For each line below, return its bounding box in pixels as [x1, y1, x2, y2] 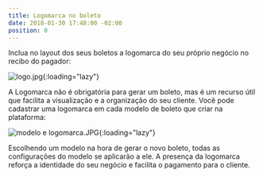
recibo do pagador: [8, 56, 72, 66]
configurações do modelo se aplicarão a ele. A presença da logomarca [8, 152, 241, 161]
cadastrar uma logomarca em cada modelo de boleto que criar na [8, 104, 223, 114]
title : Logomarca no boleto [8, 11, 102, 20]
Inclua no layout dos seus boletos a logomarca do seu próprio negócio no [8, 48, 249, 58]
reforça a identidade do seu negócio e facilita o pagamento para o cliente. [8, 160, 250, 170]
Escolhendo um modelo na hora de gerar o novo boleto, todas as [8, 144, 221, 153]
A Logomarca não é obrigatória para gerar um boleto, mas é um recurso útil [8, 87, 256, 97]
